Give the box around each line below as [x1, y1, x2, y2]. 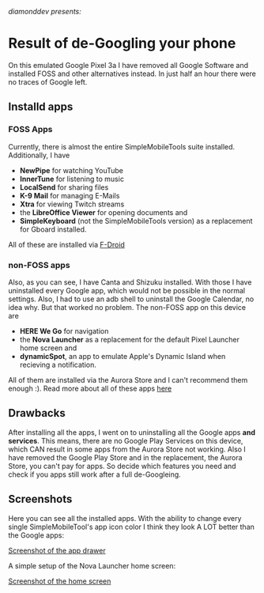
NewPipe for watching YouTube [19, 165, 124, 175]
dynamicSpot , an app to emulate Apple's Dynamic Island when [19, 351, 226, 361]
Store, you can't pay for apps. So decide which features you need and [8, 461, 236, 470]
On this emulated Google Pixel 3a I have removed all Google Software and [8, 60, 249, 70]
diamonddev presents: [8, 7, 81, 16]
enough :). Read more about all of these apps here [8, 383, 172, 393]
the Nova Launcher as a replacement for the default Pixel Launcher [19, 334, 239, 344]
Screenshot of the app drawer [8, 546, 106, 555]
